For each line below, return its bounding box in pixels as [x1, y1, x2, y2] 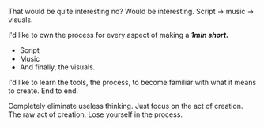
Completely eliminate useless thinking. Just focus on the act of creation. [8, 102, 243, 110]
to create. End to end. [8, 86, 79, 95]
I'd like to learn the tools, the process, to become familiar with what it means [8, 78, 257, 87]
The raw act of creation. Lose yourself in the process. [8, 110, 183, 119]
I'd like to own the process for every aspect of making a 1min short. [8, 31, 229, 39]
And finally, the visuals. [19, 62, 96, 72]
